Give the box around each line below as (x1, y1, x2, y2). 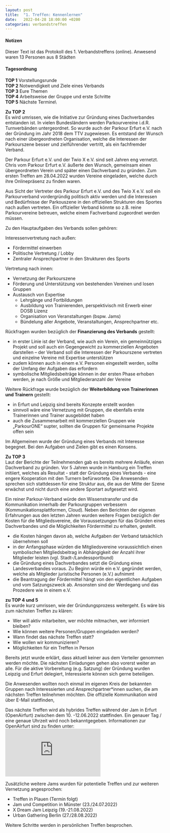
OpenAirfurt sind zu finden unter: (5, 723, 75, 729)
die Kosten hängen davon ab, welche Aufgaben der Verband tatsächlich (12, 533, 163, 539)
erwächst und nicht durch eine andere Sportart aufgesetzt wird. (5, 486, 139, 492)
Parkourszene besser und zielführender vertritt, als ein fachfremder (5, 141, 147, 147)
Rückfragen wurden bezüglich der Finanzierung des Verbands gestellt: (5, 328, 155, 334)
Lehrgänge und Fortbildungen (20, 297, 83, 303)
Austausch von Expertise (12, 291, 65, 298)
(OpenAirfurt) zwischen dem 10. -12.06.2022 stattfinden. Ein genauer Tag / (5, 712, 162, 718)
